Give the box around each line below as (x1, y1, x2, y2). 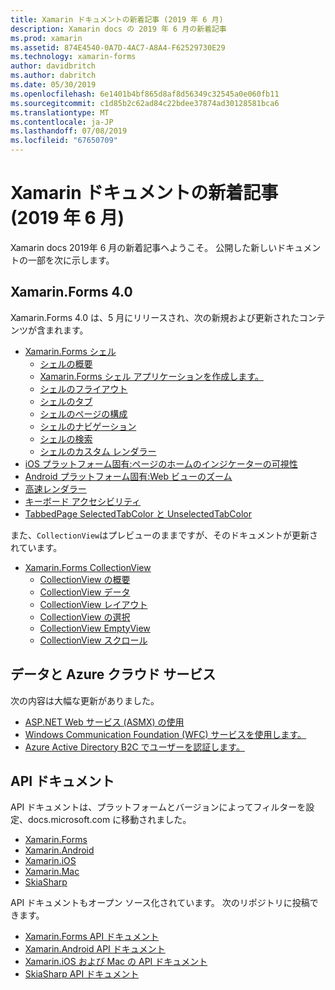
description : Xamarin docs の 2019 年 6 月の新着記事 (10, 24, 227, 34)
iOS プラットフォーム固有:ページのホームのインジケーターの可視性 (24, 457, 298, 470)
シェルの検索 (39, 432, 93, 445)
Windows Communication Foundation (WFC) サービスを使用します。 (24, 728, 307, 740)
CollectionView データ (39, 586, 131, 598)
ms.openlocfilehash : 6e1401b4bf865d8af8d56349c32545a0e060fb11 (10, 89, 280, 99)
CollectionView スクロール (39, 634, 148, 646)
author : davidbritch (10, 61, 97, 71)
